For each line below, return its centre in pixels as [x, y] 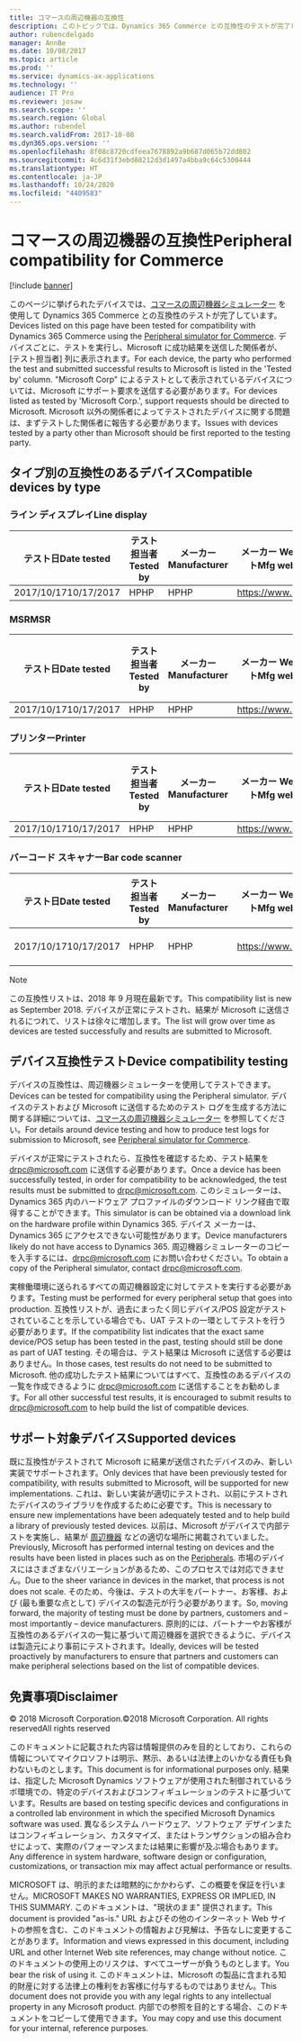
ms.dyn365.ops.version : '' [60, 143]
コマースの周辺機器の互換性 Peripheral [151, 241]
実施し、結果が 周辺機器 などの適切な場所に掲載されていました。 [153, 1537]
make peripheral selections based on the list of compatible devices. [134, 1666]
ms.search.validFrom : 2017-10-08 [72, 135]
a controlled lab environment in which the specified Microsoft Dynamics [142, 1813]
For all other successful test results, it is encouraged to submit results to [158, 1397]
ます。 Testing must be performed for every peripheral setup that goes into [155, 1298]
